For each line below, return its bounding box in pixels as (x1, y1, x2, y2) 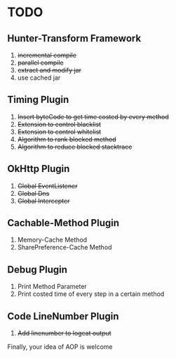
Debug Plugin (7, 264, 68, 276)
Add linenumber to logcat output (17, 329, 111, 338)
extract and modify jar (17, 66, 82, 74)
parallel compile (17, 58, 64, 67)
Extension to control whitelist (17, 128, 102, 136)
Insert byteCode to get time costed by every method (17, 112, 170, 121)
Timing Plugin (7, 94, 69, 106)
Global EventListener (17, 181, 78, 190)
